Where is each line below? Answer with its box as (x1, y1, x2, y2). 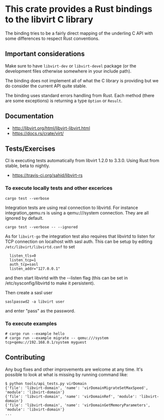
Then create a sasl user (5, 289, 53, 295)
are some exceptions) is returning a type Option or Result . (5, 98, 123, 104)
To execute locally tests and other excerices (5, 185, 113, 192)
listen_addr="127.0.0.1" (9, 266, 60, 271)
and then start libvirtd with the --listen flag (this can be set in (5, 275, 128, 280)
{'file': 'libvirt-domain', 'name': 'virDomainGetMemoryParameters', (5, 403, 151, 408)
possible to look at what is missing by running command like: (5, 371, 128, 378)
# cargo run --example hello (5, 331, 65, 336)
